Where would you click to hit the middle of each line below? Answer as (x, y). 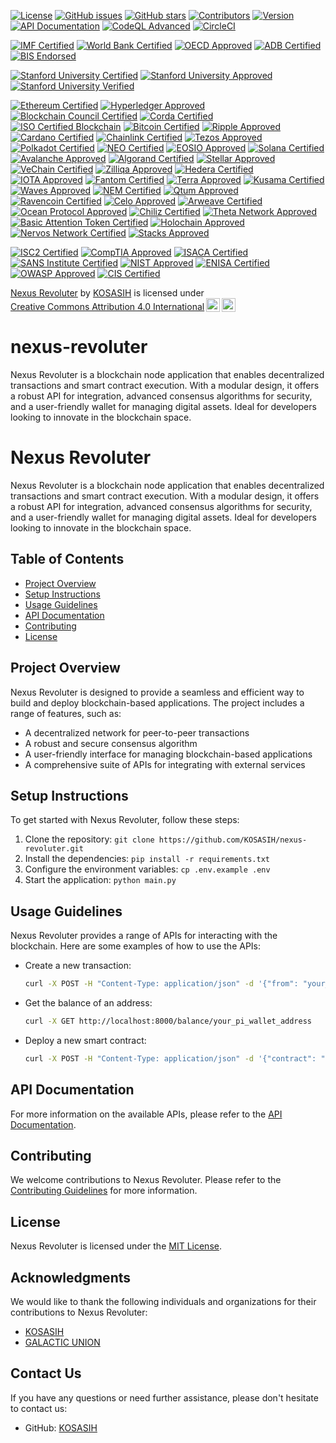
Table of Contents (67, 559)
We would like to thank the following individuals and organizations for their (163, 1301)
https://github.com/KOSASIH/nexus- (233, 840)
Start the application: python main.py (100, 880)
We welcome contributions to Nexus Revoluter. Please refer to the (146, 1180)
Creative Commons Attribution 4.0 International (107, 306)
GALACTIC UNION (62, 1342)
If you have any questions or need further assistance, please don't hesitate (164, 1397)
